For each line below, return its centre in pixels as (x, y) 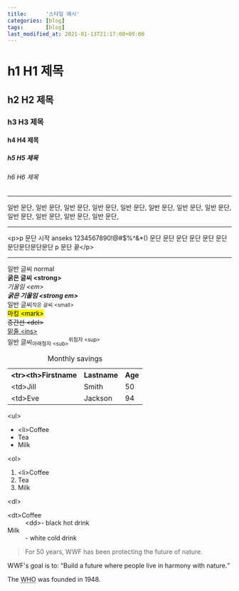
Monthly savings (75, 359)
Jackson (98, 399)
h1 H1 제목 (36, 71)
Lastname (101, 375)
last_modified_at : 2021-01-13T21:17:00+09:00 (76, 34)
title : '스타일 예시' (44, 14)
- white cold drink (51, 538)
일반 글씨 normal (31, 269)
